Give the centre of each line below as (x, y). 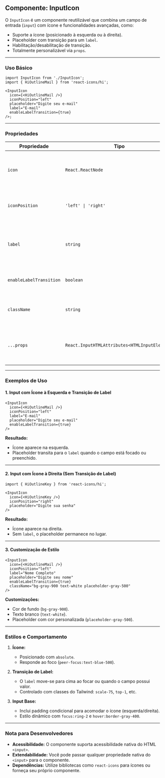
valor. (25, 686)
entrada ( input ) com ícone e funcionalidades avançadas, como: (69, 25)
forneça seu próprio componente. (46, 770)
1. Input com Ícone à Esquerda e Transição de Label (58, 392)
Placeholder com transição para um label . (55, 40)
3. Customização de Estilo (32, 550)
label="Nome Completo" (33, 573)
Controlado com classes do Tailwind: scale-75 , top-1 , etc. (78, 692)
